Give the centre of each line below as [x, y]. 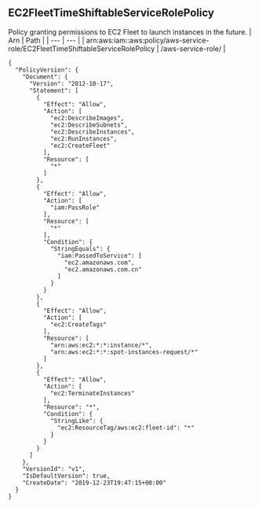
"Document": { [45, 77]
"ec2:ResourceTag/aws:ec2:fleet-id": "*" [126, 428]
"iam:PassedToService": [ [100, 256]
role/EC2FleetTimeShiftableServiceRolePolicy [82, 48]
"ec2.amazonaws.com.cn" [103, 269]
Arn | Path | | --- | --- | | [46, 40]
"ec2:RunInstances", [84, 138]
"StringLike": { [77, 421]
